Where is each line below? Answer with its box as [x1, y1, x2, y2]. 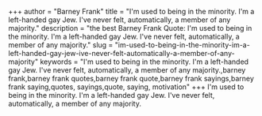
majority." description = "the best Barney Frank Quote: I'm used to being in [8, 24, 252, 32]
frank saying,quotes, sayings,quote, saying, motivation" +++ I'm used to [8, 82, 245, 92]
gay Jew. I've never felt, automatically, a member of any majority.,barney [8, 65, 246, 74]
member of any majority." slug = [8, 40, 114, 50]
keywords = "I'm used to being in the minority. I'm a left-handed [39, 57, 249, 66]
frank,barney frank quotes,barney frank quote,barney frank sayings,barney [8, 74, 254, 83]
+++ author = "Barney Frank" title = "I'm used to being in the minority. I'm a [8, 7, 255, 16]
